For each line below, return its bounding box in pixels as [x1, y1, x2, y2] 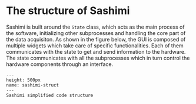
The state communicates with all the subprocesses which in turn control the [6, 54, 190, 61]
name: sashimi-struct [6, 82, 59, 88]
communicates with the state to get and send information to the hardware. [6, 48, 186, 55]
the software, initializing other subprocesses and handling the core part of [6, 29, 186, 36]
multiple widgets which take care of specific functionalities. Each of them [6, 42, 184, 49]
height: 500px [6, 77, 41, 83]
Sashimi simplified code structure [6, 92, 94, 98]
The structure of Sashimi [6, 4, 130, 18]
